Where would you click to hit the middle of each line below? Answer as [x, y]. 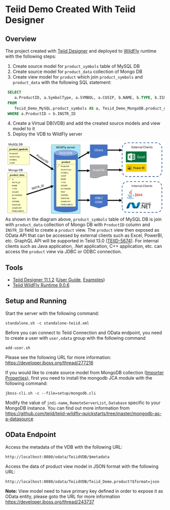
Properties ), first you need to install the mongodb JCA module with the [79, 378]
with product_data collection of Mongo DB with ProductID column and [78, 225]
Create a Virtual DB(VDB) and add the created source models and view [86, 123]
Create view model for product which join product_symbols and [78, 77]
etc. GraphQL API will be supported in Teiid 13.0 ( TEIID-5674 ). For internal [82, 241]
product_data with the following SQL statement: [62, 82]
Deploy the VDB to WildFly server [47, 134]
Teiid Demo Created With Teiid [70, 9]
